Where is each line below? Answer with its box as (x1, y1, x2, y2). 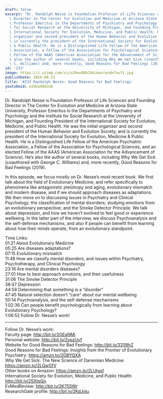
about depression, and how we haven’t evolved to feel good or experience (5, 210, 154, 216)
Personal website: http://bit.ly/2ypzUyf (5, 336, 82, 343)
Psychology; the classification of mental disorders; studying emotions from (5, 200, 155, 206)
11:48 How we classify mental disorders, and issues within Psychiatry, (5, 256, 145, 261)
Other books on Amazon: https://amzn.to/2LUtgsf (5, 367, 104, 373)
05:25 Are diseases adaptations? (5, 245, 71, 251)
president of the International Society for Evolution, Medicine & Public (5, 133, 144, 139)
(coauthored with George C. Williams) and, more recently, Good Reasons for (5, 159, 157, 165)
